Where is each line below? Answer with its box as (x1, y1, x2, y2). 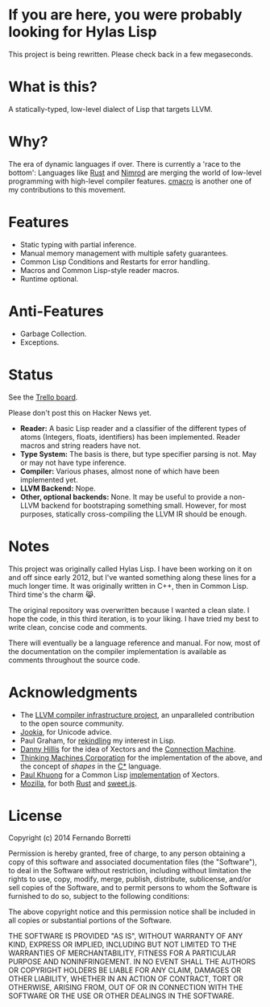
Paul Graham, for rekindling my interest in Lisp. (19, 736, 176, 745)
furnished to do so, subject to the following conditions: (8, 892, 189, 901)
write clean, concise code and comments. (8, 622, 147, 632)
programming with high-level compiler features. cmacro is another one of (8, 176, 252, 186)
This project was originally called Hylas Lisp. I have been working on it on (8, 564, 252, 574)
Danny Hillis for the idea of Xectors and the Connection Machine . (19, 744, 236, 754)
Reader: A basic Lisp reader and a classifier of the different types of (19, 423, 247, 433)
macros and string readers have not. (19, 441, 141, 450)
